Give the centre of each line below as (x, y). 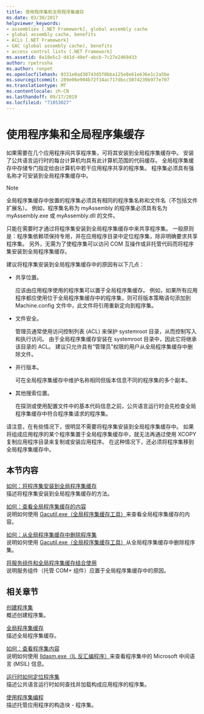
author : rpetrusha (29, 63)
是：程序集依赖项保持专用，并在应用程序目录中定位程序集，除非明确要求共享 (102, 236)
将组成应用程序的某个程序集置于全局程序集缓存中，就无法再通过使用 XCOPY (101, 434)
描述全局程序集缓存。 (33, 636)
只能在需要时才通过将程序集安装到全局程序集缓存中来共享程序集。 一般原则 (100, 228)
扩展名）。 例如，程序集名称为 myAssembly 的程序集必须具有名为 (87, 208)
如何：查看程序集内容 (33, 649)
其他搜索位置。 (34, 393)
